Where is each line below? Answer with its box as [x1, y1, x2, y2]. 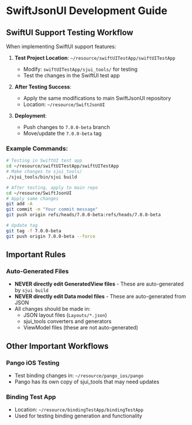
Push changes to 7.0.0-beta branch [23, 124, 110, 130]
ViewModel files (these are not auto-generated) [23, 324, 139, 331]
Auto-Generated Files [6, 267, 69, 275]
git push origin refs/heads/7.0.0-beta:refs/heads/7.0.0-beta [6, 212, 161, 218]
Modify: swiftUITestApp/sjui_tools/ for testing [23, 66, 138, 73]
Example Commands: [6, 144, 68, 152]
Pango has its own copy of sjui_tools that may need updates [14, 378, 160, 385]
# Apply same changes [6, 195, 59, 202]
